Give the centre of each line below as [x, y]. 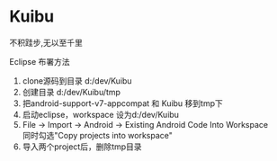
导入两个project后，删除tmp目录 [82, 147]
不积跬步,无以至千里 [46, 42]
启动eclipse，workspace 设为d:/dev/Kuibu [101, 114]
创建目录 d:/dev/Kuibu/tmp [71, 92]
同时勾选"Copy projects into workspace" [98, 135]
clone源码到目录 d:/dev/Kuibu [77, 80]
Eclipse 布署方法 [40, 61]
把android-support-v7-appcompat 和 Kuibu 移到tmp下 [122, 103]
